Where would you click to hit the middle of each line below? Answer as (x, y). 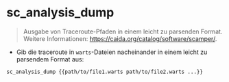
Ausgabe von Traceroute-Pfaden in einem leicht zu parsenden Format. (123, 31)
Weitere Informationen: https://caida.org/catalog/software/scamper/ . (120, 38)
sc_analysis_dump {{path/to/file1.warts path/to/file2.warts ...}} (105, 72)
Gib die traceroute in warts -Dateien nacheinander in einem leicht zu (112, 52)
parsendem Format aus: (50, 59)
